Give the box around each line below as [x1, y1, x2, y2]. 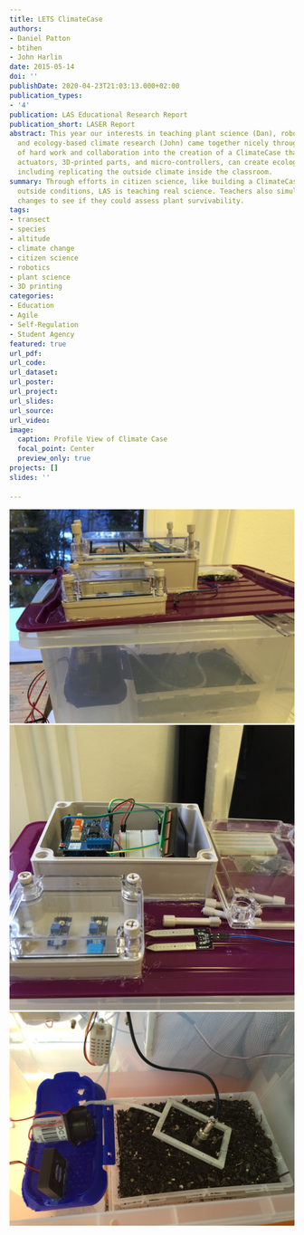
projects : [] [9, 464, 59, 473]
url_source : [9, 406, 54, 416]
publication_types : [9, 91, 83, 100]
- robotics [9, 263, 51, 272]
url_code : [9, 359, 47, 368]
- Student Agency [9, 330, 75, 339]
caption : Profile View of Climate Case [17, 435, 168, 444]
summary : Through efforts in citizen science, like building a [9, 177, 253, 186]
